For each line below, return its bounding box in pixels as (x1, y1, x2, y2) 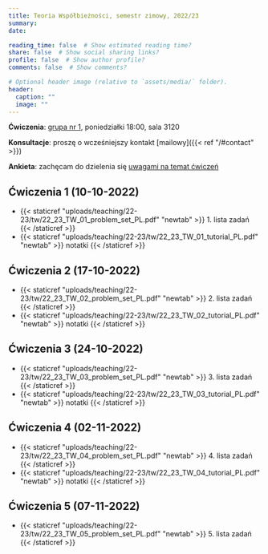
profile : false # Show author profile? (8, 56, 146, 64)
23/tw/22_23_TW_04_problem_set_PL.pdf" (19, 451, 162, 460)
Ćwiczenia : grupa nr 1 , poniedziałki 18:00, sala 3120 (8, 122, 181, 132)
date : (8, 26, 26, 34)
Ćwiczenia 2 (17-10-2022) (8, 264, 140, 277)
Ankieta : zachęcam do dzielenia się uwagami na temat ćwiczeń (8, 162, 219, 172)
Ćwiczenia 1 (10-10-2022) (8, 185, 140, 199)
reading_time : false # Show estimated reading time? (8, 41, 193, 49)
